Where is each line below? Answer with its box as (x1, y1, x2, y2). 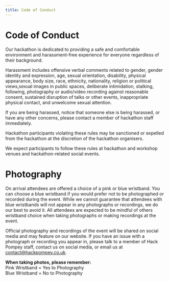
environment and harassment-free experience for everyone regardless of (5, 51, 159, 58)
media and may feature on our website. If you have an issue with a (5, 233, 145, 239)
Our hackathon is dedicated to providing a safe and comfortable (5, 46, 140, 52)
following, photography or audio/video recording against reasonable (5, 89, 149, 95)
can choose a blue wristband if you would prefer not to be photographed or (5, 190, 164, 196)
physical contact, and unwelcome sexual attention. (5, 99, 112, 105)
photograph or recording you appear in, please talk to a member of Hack (5, 238, 158, 244)
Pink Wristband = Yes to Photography (5, 264, 84, 270)
